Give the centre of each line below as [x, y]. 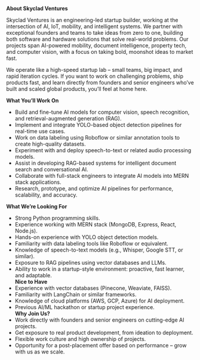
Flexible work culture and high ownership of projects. [80, 339]
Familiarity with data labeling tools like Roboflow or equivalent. [92, 244]
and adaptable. [33, 276]
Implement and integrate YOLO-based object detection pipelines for [98, 125]
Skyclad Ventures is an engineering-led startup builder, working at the [92, 20]
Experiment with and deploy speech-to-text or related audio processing [103, 150]
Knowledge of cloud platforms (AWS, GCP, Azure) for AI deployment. [100, 301]
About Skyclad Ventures [37, 8]
